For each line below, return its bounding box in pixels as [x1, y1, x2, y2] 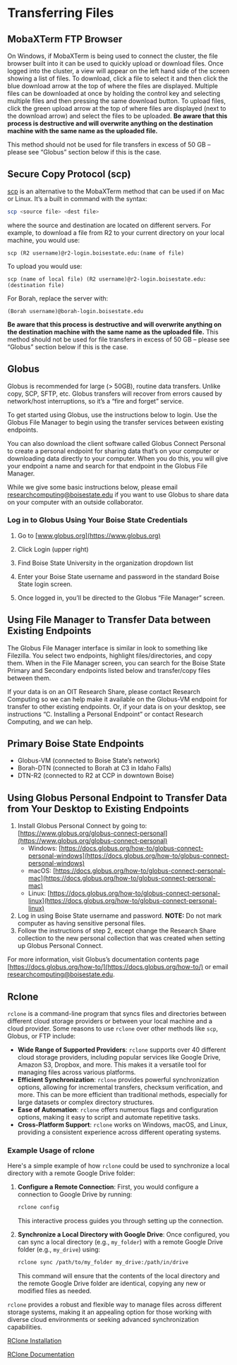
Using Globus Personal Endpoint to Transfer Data [7, 791, 227, 803]
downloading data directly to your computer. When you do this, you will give [7, 454, 229, 463]
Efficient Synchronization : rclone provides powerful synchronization [17, 1076, 219, 1084]
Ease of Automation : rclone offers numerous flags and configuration [17, 1105, 219, 1114]
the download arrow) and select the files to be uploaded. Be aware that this [7, 111, 228, 120]
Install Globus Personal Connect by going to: [17, 822, 147, 830]
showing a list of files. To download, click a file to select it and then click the [7, 74, 228, 83]
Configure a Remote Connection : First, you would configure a [17, 1183, 199, 1191]
